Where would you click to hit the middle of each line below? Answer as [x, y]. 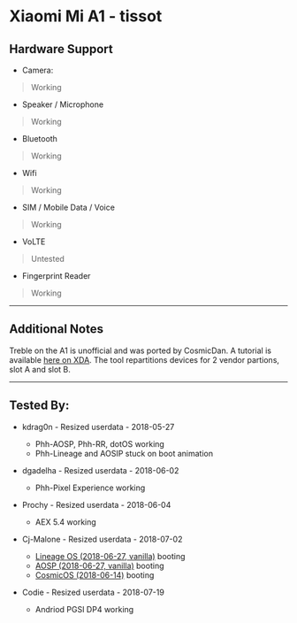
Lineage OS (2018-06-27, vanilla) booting [110, 556]
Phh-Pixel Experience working [90, 488]
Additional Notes [57, 329]
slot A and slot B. [40, 369]
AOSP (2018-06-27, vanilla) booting [99, 565]
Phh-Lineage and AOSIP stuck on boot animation [124, 453]
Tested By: [39, 406]
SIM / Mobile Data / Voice [68, 207]
